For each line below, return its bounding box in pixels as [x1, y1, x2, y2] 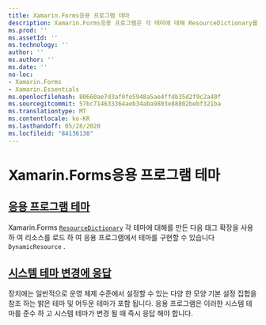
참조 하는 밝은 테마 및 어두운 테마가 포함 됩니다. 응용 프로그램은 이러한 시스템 [8, 299, 245, 308]
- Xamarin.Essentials [8, 85, 80, 94]
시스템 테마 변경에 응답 [8, 266, 112, 280]
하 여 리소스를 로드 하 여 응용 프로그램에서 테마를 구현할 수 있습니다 [8, 232, 215, 242]
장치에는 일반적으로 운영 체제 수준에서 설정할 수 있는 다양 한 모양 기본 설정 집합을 [8, 289, 257, 298]
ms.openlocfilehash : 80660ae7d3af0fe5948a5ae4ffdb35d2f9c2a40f [8, 93, 222, 101]
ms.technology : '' [8, 41, 69, 49]
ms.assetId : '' [8, 33, 59, 42]
